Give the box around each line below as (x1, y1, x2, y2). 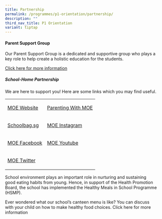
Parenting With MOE (46, 105, 93, 111)
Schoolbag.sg (7, 122, 39, 129)
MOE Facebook (7, 140, 43, 146)
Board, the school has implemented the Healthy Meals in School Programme (5, 185, 157, 190)
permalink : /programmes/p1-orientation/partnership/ (5, 12, 114, 16)
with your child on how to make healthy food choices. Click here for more (5, 204, 151, 210)
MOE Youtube (46, 140, 78, 146)
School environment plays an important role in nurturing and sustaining (5, 174, 147, 180)
